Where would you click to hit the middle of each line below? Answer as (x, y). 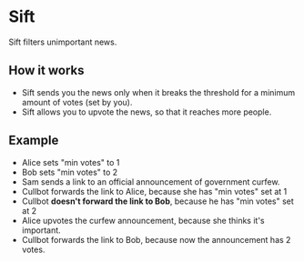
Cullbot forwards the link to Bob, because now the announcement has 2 (156, 239)
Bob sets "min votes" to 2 (70, 172)
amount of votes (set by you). (77, 102)
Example (34, 141)
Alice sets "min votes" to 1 (71, 162)
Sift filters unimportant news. (63, 42)
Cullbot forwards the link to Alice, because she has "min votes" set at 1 (154, 191)
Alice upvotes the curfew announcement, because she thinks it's (143, 220)
